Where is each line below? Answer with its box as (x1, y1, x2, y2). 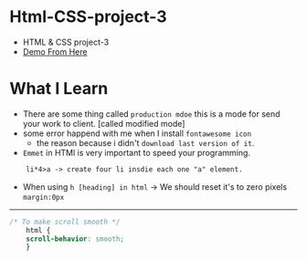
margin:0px (22, 192, 65, 202)
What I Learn (9, 78, 109, 99)
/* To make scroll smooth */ (9, 217, 121, 226)
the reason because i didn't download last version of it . (36, 137, 255, 148)
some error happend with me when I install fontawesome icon (22, 128, 252, 139)
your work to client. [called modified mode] (22, 118, 185, 129)
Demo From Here (22, 46, 88, 57)
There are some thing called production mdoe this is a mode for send (22, 108, 281, 120)
